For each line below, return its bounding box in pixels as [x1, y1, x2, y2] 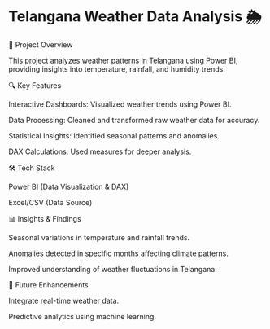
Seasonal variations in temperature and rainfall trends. [8, 232, 190, 242]
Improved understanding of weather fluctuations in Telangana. [8, 264, 217, 274]
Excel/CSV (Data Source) [8, 197, 93, 207]
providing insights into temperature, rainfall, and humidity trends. [8, 64, 225, 74]
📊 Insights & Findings [8, 213, 81, 223]
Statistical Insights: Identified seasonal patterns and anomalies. [8, 130, 220, 140]
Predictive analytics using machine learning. [8, 311, 157, 321]
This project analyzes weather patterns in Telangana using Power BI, [8, 55, 238, 65]
